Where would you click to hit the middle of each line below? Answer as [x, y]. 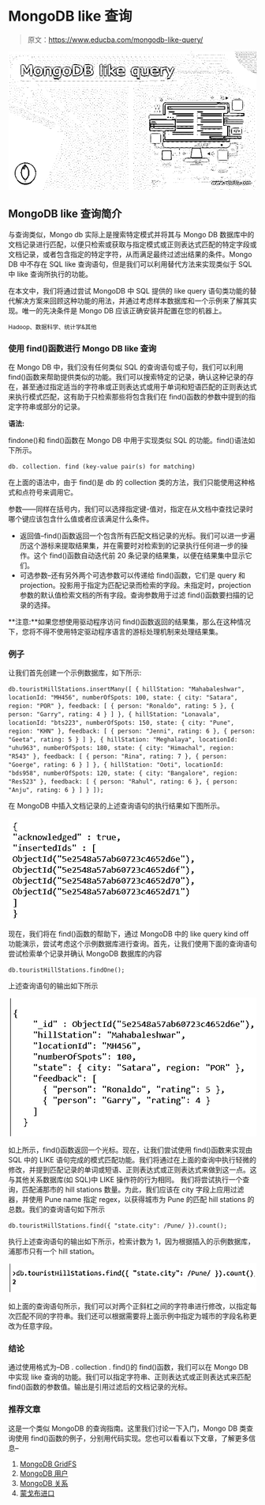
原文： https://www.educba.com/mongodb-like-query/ [115, 40]
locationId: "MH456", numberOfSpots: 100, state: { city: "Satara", [123, 698]
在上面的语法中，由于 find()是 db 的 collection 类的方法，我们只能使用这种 [128, 483]
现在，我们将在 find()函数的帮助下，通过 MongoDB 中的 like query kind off [129, 934]
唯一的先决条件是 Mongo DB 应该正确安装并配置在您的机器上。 [124, 310]
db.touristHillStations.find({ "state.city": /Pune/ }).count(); [118, 1226]
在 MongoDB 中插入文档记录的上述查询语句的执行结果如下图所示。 [116, 806]
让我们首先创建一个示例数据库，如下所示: [75, 673]
